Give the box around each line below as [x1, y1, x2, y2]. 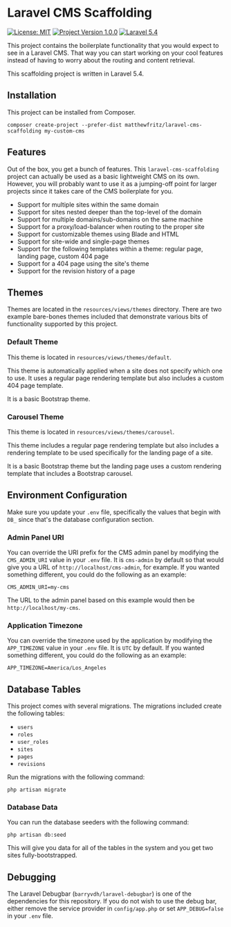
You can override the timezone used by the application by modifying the [7, 636, 213, 645]
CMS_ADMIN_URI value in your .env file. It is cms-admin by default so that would [7, 556, 224, 564]
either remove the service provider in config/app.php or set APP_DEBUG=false [7, 904, 224, 913]
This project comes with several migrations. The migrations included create [7, 702, 222, 711]
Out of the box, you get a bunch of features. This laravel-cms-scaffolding [7, 164, 219, 173]
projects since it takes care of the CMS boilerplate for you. [7, 187, 174, 195]
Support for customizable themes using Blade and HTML [17, 230, 180, 238]
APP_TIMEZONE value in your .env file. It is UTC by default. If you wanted [7, 644, 205, 652]
